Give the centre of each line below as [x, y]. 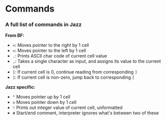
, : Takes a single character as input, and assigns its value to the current [87, 62]
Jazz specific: [20, 87]
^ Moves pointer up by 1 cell [41, 97]
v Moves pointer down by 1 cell [45, 102]
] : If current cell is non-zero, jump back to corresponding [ [73, 77]
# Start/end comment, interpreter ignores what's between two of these [86, 113]
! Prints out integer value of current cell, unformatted [67, 108]
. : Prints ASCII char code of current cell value [60, 56]
